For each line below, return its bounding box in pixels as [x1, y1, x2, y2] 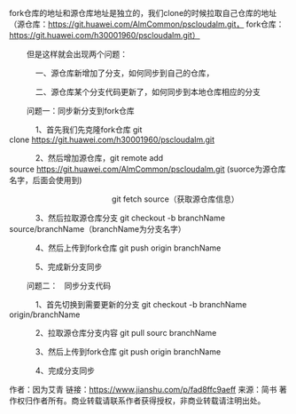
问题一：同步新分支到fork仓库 [26, 106, 135, 115]
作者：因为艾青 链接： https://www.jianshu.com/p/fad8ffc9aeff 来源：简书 [9, 385, 277, 394]
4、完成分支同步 [35, 365, 96, 376]
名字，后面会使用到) [9, 175, 82, 185]
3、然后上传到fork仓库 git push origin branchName [35, 346, 222, 357]
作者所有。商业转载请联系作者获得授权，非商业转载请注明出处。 [32, 395, 266, 406]
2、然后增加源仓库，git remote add [35, 153, 164, 163]
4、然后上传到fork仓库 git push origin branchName [35, 243, 222, 253]
